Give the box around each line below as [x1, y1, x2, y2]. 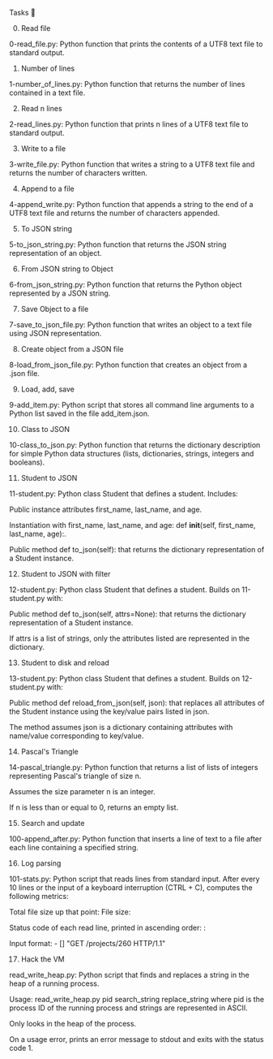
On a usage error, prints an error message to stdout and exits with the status [9, 1035, 264, 1044]
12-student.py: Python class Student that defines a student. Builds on [9, 585, 241, 594]
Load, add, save [20, 384, 75, 394]
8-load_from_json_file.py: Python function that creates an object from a [9, 360, 248, 370]
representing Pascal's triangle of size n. [9, 772, 142, 780]
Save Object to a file [20, 305, 89, 313]
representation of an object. [9, 249, 102, 257]
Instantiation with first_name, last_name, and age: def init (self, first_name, [9, 521, 256, 529]
